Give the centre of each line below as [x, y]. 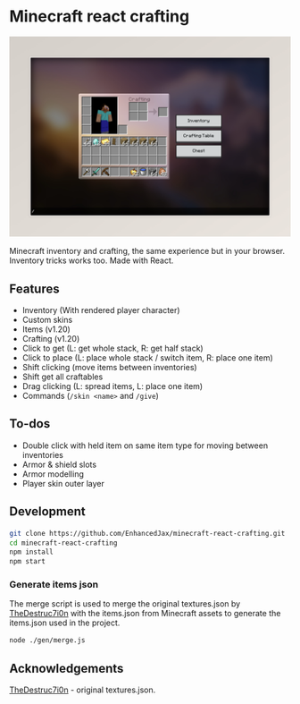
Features [34, 288]
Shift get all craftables [62, 377]
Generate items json [54, 585]
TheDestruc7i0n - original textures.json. [83, 690]
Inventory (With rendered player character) [101, 310]
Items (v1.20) [46, 329]
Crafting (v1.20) [51, 339]
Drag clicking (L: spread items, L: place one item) [112, 386]
